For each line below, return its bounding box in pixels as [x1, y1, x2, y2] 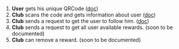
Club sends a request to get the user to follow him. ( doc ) [11, 18, 150, 24]
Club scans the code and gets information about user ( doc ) [11, 11, 156, 18]
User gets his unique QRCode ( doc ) [11, 5, 99, 12]
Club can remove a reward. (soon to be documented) [11, 37, 141, 43]
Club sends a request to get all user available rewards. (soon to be [11, 24, 174, 31]
